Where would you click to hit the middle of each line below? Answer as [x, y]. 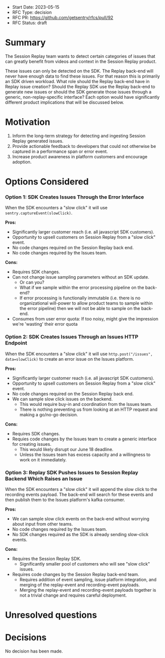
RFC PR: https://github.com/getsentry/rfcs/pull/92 [63, 17]
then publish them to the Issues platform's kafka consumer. [65, 500]
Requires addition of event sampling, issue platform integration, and [88, 579]
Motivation [28, 122]
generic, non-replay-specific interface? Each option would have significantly [82, 97]
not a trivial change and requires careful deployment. [73, 595]
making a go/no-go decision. [49, 414]
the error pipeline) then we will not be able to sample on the [80, 309]
